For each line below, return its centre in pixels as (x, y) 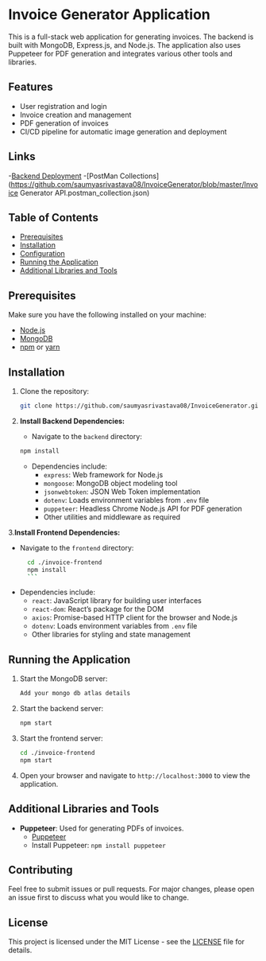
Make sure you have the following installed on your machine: (107, 315)
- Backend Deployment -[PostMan (63, 176)
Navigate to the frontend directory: (77, 547)
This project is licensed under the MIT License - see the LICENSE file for (126, 942)
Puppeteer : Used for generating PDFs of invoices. (102, 828)
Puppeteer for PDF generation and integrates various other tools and (120, 53)
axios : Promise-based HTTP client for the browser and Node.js (135, 617)
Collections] (139, 176)
